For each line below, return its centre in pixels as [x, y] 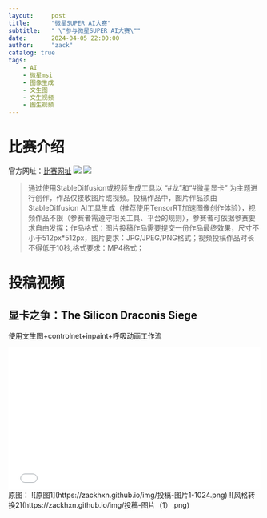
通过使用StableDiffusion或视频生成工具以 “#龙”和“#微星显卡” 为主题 [139, 188]
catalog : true [32, 53]
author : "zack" [41, 46]
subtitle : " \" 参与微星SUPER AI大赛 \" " [75, 30]
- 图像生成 [38, 82]
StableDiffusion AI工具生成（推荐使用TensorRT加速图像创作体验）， [138, 208]
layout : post [37, 16]
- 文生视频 [38, 98]
